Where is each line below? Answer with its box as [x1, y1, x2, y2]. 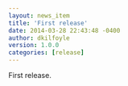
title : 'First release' [8, 19, 89, 27]
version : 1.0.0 [8, 41, 60, 49]
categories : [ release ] [8, 49, 85, 57]
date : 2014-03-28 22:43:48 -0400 [8, 26, 121, 34]
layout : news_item [8, 11, 70, 20]
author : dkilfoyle [8, 33, 70, 42]
